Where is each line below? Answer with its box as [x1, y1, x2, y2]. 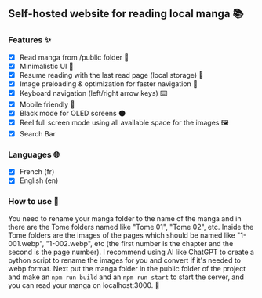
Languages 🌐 [8, 149, 60, 160]
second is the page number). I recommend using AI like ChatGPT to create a [8, 247, 255, 256]
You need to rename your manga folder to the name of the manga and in [8, 213, 242, 223]
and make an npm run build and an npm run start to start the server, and [8, 272, 245, 282]
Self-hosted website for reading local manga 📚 [8, 7, 244, 20]
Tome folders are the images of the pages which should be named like [8, 231, 235, 240]
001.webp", [8, 238, 45, 248]
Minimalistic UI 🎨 [19, 61, 74, 71]
